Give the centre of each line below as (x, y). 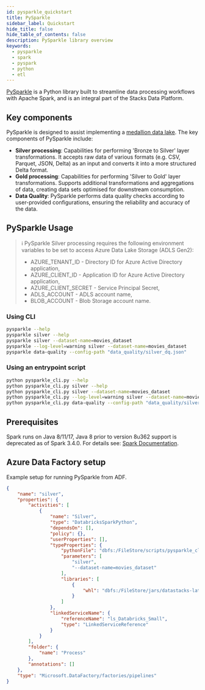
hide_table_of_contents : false (46, 35)
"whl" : (91, 590)
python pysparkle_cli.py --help (47, 380)
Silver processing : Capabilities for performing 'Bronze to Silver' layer (102, 151)
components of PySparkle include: (50, 139)
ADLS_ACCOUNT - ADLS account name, (81, 294)
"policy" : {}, (68, 534)
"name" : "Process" (62, 653)
